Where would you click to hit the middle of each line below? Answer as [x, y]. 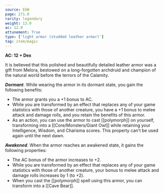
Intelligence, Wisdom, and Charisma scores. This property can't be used [85, 130]
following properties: [26, 150]
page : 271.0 [17, 14]
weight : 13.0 [18, 23]
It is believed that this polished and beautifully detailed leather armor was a [81, 64]
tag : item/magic [22, 42]
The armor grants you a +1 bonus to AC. [52, 99]
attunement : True [23, 32]
